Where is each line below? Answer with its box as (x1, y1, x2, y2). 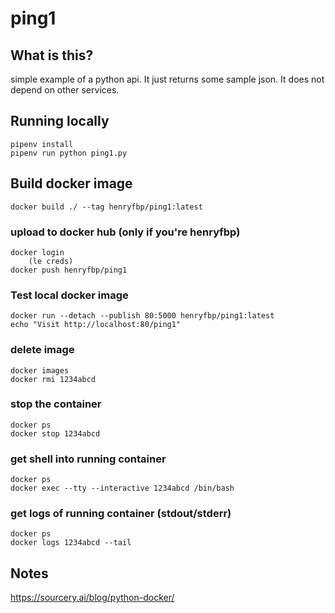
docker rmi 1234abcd (10, 374, 97, 384)
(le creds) (28, 256, 74, 266)
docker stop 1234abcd (10, 428, 101, 439)
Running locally (10, 113, 110, 130)
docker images (10, 365, 70, 376)
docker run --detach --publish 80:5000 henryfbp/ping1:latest (10, 311, 275, 321)
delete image (10, 343, 75, 357)
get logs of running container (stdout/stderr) (10, 507, 232, 521)
